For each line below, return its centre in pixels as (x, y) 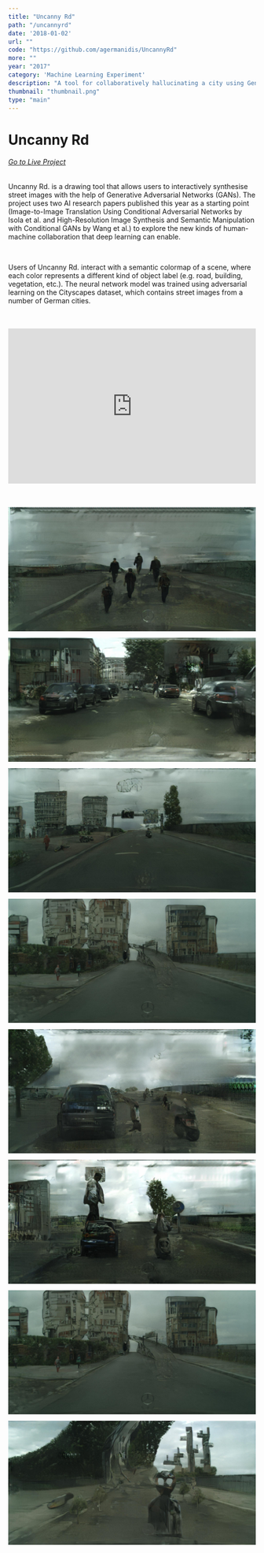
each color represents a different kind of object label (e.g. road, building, (126, 275)
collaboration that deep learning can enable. (109, 236)
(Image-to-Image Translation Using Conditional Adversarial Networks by (125, 211)
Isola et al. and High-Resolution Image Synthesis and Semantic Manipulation (132, 220)
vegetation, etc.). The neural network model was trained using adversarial (128, 284)
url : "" (21, 42)
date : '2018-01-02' (40, 33)
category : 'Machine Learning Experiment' (77, 75)
